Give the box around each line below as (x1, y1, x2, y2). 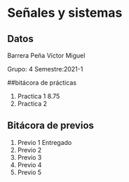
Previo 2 (17, 146, 42, 154)
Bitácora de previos (7, 120, 95, 132)
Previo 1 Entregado (17, 138, 72, 146)
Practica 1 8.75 (17, 92, 60, 100)
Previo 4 (17, 160, 42, 169)
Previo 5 (17, 168, 42, 176)
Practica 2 (17, 99, 48, 108)
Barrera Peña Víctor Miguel (7, 51, 86, 59)
